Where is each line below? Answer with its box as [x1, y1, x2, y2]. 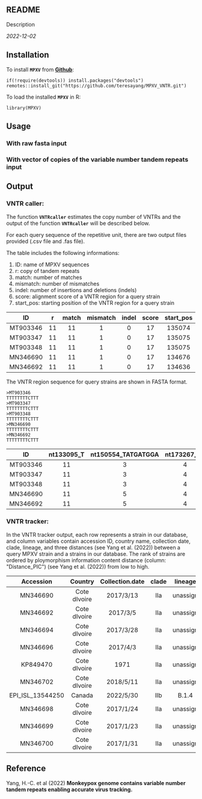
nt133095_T [48, 450, 85, 459]
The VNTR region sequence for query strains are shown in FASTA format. [6, 378, 188, 385]
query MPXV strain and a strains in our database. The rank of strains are [6, 550, 185, 557]
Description [6, 20, 35, 28]
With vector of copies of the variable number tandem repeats [6, 155, 189, 164]
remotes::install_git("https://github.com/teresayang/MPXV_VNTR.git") [6, 82, 187, 89]
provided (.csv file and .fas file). [6, 237, 85, 245]
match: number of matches [14, 274, 82, 281]
